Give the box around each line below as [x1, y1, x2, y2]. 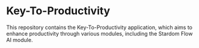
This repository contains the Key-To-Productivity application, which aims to [6, 24, 192, 31]
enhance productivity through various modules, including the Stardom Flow [6, 30, 193, 37]
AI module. [6, 36, 33, 43]
